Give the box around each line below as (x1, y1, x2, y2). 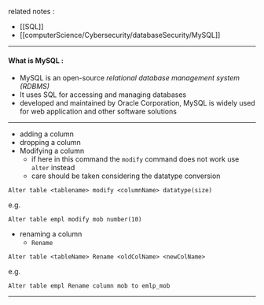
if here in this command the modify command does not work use (31, 154, 240, 164)
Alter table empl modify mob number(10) (8, 216, 143, 224)
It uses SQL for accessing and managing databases (19, 90, 187, 99)
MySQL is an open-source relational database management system (19, 73, 240, 83)
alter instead (31, 163, 75, 173)
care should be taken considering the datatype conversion (31, 171, 221, 180)
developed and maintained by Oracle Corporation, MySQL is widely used (19, 99, 255, 108)
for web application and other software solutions (19, 106, 177, 117)
